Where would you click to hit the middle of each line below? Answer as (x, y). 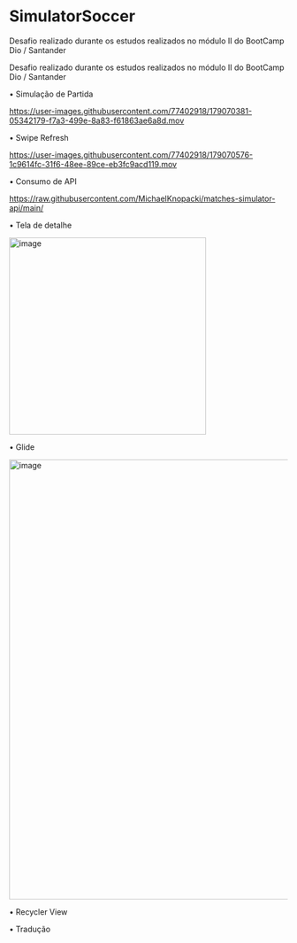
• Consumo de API (43, 181)
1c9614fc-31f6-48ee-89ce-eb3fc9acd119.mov (93, 164)
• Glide (22, 447)
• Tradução (30, 929)
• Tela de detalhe (41, 225)
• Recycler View (38, 912)
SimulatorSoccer (72, 16)
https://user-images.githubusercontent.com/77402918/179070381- (131, 111)
